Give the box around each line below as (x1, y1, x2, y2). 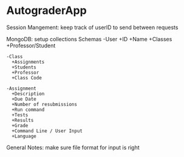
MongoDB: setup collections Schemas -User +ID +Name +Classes (6, 35, 172, 42)
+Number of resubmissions (12, 101, 78, 107)
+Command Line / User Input (12, 128, 83, 134)
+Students (12, 64, 36, 70)
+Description (12, 90, 45, 97)
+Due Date (12, 96, 36, 102)
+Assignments (12, 59, 45, 65)
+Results (12, 117, 34, 123)
